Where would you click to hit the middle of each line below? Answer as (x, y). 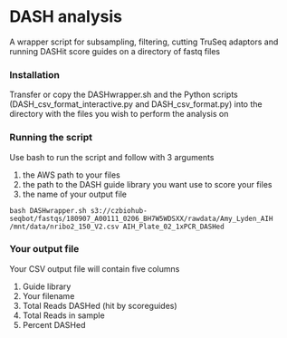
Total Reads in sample (64, 315)
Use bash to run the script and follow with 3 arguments (112, 157)
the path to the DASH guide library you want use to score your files (147, 184)
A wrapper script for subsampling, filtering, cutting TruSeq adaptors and (144, 42)
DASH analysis (66, 17)
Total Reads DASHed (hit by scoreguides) (100, 305)
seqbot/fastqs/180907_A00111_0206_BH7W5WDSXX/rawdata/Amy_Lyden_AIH (141, 218)
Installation (35, 74)
